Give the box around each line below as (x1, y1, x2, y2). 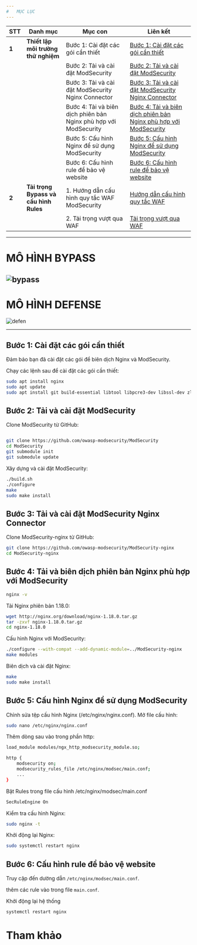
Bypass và (26, 190, 57, 198)
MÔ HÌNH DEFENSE (6, 298, 101, 311)
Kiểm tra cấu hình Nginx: (6, 809, 66, 817)
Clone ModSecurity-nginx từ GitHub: (6, 534, 94, 541)
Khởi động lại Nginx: (6, 832, 55, 839)
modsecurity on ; (16, 760, 57, 767)
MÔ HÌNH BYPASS (6, 251, 96, 264)
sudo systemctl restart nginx (6, 843, 80, 849)
